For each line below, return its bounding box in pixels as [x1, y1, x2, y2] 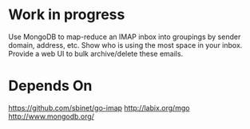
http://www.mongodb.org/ [8, 111, 94, 121]
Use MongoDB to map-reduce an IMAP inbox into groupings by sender [8, 32, 241, 41]
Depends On [8, 77, 93, 95]
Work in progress [8, 6, 125, 24]
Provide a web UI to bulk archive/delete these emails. [8, 49, 184, 58]
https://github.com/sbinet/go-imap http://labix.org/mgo [8, 103, 190, 112]
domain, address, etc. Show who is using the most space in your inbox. [8, 40, 243, 49]
